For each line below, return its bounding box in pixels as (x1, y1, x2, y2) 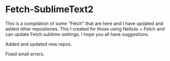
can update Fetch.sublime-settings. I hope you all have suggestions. (5, 31, 150, 37)
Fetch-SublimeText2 (5, 4, 94, 15)
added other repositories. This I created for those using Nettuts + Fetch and (5, 25, 165, 32)
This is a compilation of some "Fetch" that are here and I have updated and (5, 20, 164, 26)
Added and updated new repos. (5, 41, 72, 47)
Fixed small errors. (5, 51, 45, 57)
